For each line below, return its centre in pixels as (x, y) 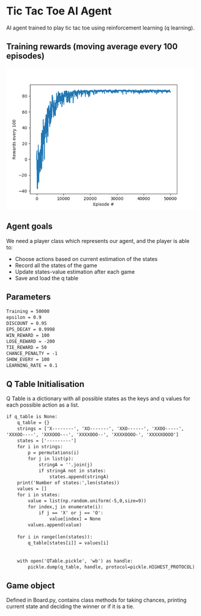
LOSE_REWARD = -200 (31, 342)
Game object (31, 586)
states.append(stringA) (79, 477)
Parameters (29, 297)
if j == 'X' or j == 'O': (71, 513)
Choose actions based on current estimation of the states (86, 259)
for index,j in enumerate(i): (66, 507)
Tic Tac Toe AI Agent (59, 11)
